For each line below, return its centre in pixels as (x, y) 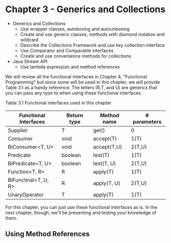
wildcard (30, 40)
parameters (147, 122)
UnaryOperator (26, 195)
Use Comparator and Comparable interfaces (67, 50)
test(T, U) (105, 163)
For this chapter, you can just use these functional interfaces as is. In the (81, 207)
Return (75, 115)
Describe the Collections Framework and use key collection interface (93, 45)
